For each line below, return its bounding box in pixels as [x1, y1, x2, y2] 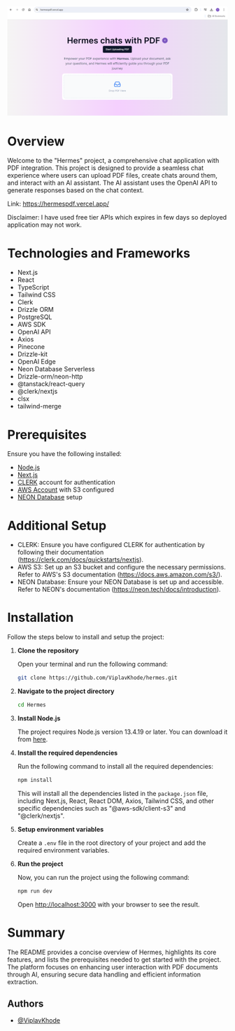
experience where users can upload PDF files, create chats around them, [7, 171, 218, 180]
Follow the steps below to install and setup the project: [7, 633, 164, 641]
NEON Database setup [17, 493, 83, 502]
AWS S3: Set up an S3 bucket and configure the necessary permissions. [17, 563, 226, 571]
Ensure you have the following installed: [7, 450, 122, 458]
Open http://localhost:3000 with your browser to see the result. [17, 900, 201, 909]
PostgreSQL [17, 313, 52, 321]
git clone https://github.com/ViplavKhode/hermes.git [17, 674, 178, 681]
